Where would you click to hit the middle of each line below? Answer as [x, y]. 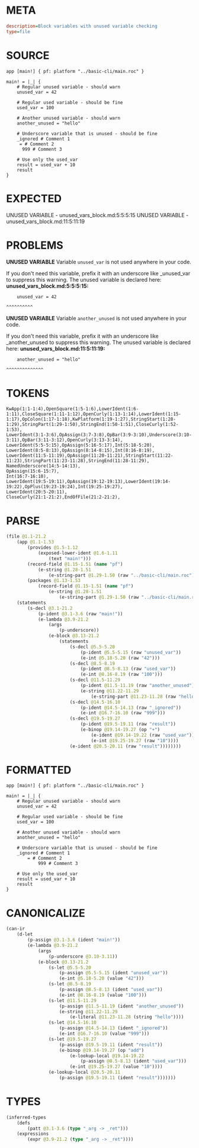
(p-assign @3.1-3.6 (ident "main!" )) [74, 940]
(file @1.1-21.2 [26, 537]
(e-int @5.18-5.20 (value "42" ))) [102, 979]
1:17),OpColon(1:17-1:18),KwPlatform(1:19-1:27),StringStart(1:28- [91, 419]
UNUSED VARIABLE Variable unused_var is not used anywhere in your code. [99, 262]
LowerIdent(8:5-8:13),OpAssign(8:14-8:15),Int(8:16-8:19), [81, 451]
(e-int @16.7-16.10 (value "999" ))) [104, 1033]
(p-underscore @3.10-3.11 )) [83, 956]
